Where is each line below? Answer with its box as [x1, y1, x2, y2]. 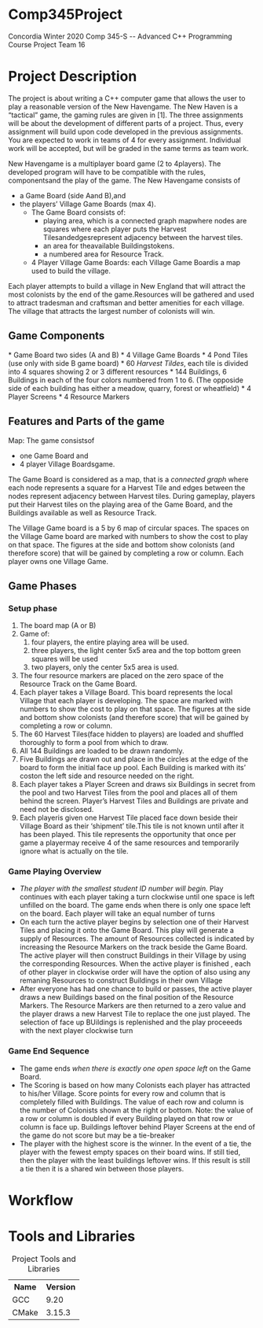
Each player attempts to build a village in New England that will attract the [8, 281, 246, 290]
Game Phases [8, 579, 77, 592]
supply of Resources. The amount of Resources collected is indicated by [19, 934, 255, 943]
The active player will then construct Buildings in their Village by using [19, 950, 247, 961]
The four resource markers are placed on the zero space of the [19, 671, 224, 681]
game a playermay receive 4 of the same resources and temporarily [19, 838, 239, 847]
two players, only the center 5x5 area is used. [31, 662, 179, 672]
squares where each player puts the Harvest [42, 224, 187, 234]
